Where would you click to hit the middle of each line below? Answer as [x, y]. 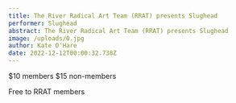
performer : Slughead [43, 23]
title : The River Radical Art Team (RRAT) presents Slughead [113, 16]
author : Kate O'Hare [43, 46]
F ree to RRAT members [47, 92]
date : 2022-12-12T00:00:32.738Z [62, 53]
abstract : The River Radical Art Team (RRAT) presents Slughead [118, 31]
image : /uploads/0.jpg [46, 38]
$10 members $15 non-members [62, 76]
